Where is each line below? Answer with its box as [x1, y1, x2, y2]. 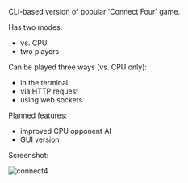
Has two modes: [8, 23, 63, 31]
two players [19, 47, 60, 56]
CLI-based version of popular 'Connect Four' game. [8, 7, 180, 16]
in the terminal [19, 78, 69, 87]
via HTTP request [19, 86, 79, 96]
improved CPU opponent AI [19, 127, 111, 135]
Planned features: [8, 110, 67, 120]
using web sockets [19, 95, 83, 104]
